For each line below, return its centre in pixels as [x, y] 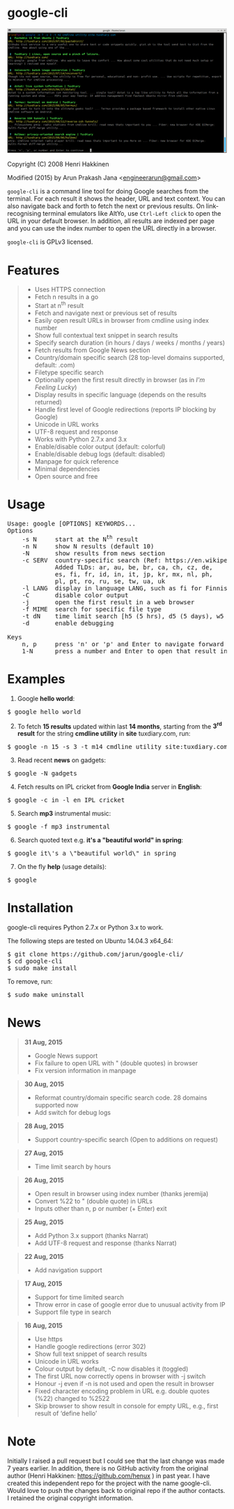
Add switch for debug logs [73, 1113]
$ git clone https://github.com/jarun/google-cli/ [95, 954]
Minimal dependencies [67, 469]
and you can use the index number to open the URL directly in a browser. [112, 228]
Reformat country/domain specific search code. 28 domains [121, 1098]
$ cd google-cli [35, 961]
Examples [36, 679]
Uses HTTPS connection [70, 290]
